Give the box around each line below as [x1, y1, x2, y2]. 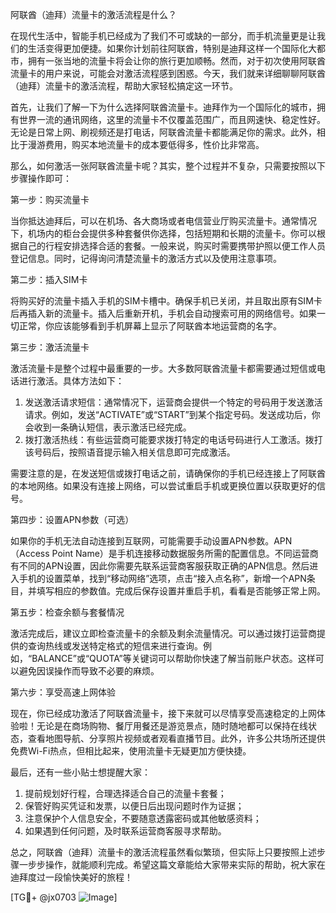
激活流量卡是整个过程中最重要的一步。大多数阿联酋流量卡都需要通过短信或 [10, 363, 317, 374]
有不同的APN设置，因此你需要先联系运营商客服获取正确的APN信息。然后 [10, 560, 310, 572]
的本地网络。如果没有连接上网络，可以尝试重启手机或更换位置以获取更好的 [10, 480, 317, 492]
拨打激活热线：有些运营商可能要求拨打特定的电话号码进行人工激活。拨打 [24, 434, 323, 445]
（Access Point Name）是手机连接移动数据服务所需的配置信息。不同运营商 [10, 548, 319, 559]
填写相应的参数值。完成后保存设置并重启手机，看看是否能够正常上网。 [36, 585, 326, 597]
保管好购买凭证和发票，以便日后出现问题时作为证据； [24, 800, 245, 812]
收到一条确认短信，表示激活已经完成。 [33, 421, 192, 433]
